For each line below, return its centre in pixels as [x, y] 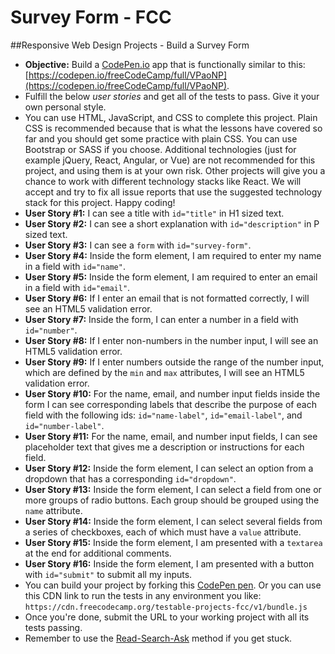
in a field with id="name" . [75, 266]
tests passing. [53, 627]
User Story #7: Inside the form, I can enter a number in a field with [161, 319]
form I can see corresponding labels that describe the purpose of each [170, 404]
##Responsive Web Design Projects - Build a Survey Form [130, 45]
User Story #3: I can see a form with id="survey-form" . [138, 245]
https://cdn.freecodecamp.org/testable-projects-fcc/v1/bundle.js [166, 607]
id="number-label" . [64, 425]
